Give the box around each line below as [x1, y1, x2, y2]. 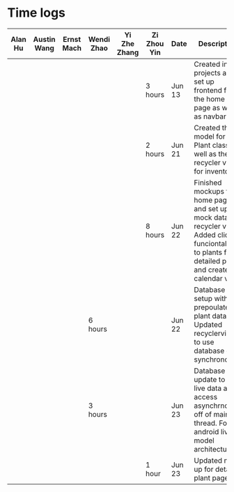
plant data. [194, 311, 228, 321]
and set [194, 203, 219, 213]
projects [194, 68, 221, 77]
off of [194, 409, 212, 419]
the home [194, 94, 225, 104]
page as [194, 102, 221, 112]
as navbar [194, 112, 226, 121]
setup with [194, 293, 228, 303]
